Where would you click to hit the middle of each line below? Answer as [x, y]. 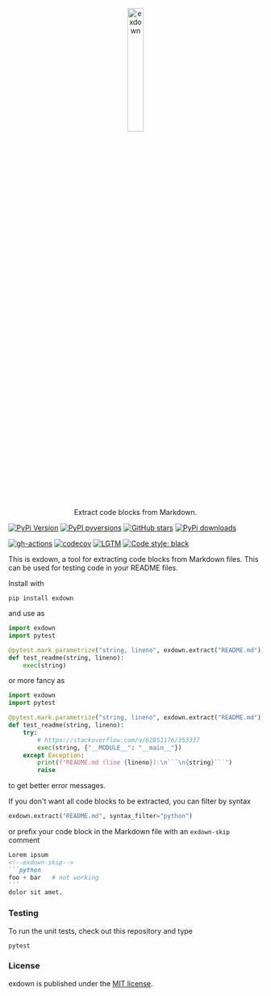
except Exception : [54, 755]
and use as [27, 613]
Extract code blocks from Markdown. [135, 512]
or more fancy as [37, 681]
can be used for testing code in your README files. [94, 568]
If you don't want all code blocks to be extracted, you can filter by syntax [130, 801]
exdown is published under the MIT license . [81, 983]
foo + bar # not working [54, 877]
